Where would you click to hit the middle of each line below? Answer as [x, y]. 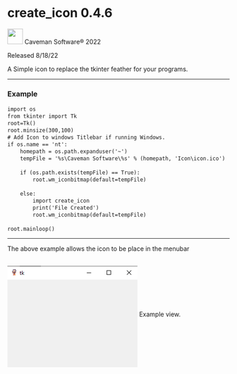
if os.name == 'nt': [38, 145]
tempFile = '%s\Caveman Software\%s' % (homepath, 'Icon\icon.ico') [123, 159]
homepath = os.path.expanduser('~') [74, 152]
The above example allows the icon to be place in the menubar [98, 249]
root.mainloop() [31, 229]
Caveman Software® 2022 [62, 42]
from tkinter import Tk [42, 117]
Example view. [160, 314]
